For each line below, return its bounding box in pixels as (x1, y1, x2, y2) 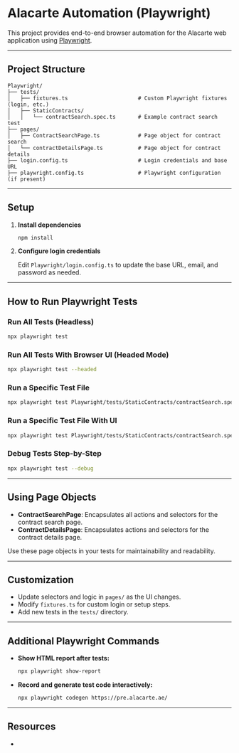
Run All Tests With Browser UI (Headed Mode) (7, 350, 169, 360)
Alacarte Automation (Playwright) (7, 5, 211, 21)
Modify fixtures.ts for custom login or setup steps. (17, 600, 171, 609)
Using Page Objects (7, 491, 97, 503)
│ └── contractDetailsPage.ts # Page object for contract (7, 144, 221, 151)
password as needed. (17, 268, 82, 277)
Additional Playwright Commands (7, 635, 160, 647)
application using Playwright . (7, 36, 92, 44)
